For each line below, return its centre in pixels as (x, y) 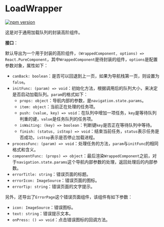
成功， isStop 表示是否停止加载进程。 (61, 137)
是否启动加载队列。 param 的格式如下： (50, 94)
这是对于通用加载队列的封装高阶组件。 (44, 32)
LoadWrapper (34, 9)
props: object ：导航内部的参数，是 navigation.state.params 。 (83, 100)
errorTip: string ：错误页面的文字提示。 (54, 186)
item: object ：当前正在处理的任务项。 (59, 107)
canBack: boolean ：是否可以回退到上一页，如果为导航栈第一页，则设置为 (86, 76)
